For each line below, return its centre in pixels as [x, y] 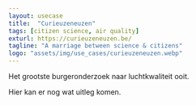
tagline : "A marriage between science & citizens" [96, 46]
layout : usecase [36, 16]
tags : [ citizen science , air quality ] [74, 31]
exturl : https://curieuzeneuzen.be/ [70, 38]
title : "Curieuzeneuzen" [52, 23]
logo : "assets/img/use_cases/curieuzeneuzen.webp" [96, 53]
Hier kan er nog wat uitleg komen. [65, 92]
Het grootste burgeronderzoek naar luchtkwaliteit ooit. [99, 76]
